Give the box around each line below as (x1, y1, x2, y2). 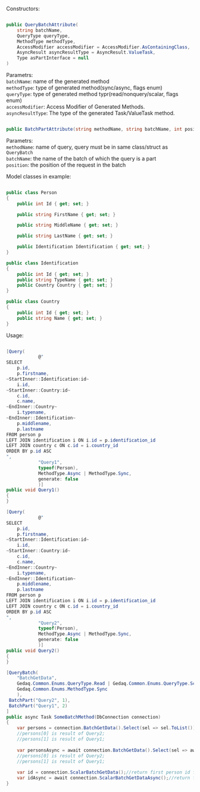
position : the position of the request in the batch (6, 161, 126, 168)
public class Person (6, 189, 58, 196)
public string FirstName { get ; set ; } (17, 211, 116, 217)
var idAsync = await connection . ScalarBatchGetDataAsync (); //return (17, 775, 190, 781)
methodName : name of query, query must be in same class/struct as (6, 143, 168, 150)
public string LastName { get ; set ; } (17, 233, 113, 239)
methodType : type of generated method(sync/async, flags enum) (6, 84, 162, 91)
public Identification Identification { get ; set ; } (17, 244, 151, 250)
